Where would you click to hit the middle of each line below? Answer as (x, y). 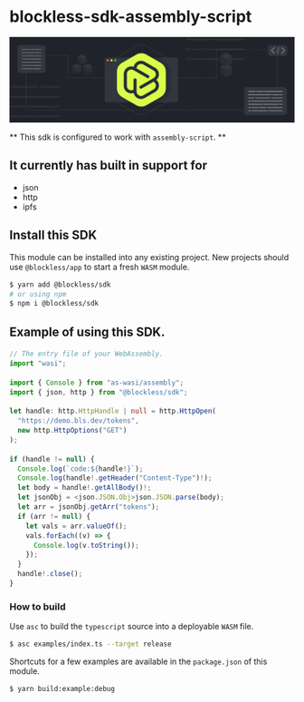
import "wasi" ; (38, 363)
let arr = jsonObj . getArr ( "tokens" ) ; (89, 507)
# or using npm (38, 294)
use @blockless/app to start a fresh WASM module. (100, 267)
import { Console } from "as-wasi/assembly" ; (96, 383)
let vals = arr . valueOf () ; (76, 526)
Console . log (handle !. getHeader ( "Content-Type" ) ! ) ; (115, 478)
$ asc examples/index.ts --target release (90, 644)
